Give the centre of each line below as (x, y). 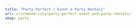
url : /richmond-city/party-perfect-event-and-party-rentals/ (68, 14)
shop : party (17, 18)
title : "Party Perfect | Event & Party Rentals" (55, 9)
